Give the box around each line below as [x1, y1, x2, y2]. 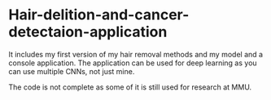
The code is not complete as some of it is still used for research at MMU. [8, 82, 252, 92]
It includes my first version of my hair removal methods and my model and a [8, 49, 263, 59]
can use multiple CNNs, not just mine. [8, 66, 135, 76]
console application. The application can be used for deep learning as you [8, 58, 258, 68]
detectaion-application [8, 23, 168, 41]
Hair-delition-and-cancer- [8, 6, 190, 24]
